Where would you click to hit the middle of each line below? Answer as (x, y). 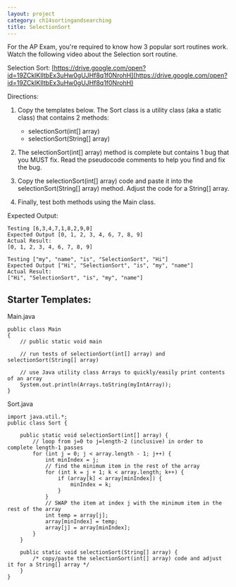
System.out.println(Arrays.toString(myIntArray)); (96, 385)
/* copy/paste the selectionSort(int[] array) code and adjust (127, 559)
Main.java (21, 317)
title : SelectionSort (39, 27)
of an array (25, 379)
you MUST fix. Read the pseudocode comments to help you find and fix (121, 160)
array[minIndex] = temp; (81, 522)
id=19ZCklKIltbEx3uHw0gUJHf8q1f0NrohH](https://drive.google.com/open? (117, 75)
